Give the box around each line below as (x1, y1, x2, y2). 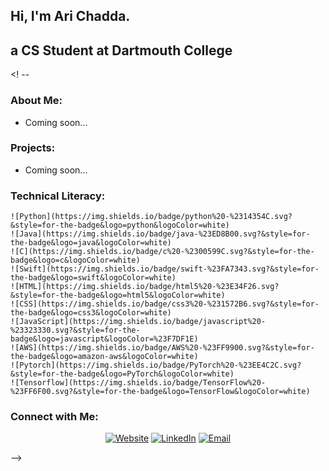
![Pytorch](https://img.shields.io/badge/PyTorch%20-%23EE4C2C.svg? (10, 360, 302, 371)
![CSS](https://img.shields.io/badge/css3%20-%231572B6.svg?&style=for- (10, 299, 320, 309)
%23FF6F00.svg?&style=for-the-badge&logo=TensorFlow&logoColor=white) (10, 387, 311, 397)
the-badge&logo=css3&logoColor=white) (10, 308, 172, 318)
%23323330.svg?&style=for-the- (10, 325, 141, 336)
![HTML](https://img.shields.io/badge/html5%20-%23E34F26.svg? (10, 282, 280, 292)
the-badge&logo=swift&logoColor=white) (10, 273, 177, 283)
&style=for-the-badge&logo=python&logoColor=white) (10, 220, 230, 231)
